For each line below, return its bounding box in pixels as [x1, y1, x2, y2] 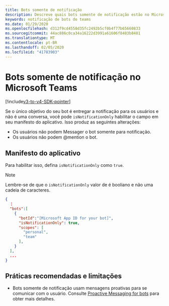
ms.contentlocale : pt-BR [5, 40, 57, 45]
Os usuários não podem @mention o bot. [12, 134, 98, 140]
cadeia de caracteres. [5, 187, 50, 193]
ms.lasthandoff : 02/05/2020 [5, 45, 64, 50]
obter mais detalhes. [12, 296, 55, 302]
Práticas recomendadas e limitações [5, 272, 122, 280]
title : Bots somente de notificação [5, 7, 82, 13]
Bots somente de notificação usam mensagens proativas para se [12, 285, 147, 291]
